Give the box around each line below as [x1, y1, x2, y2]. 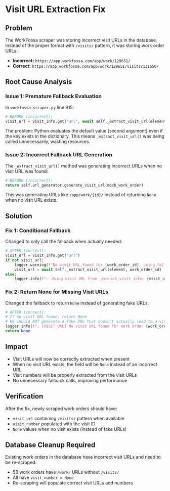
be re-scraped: [5, 459, 37, 466]
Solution [5, 211, 32, 220]
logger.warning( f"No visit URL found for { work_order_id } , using [14, 262, 155, 267]
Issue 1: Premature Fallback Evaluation [5, 93, 102, 100]
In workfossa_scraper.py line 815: [5, 104, 74, 110]
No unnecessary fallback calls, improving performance [12, 377, 127, 383]
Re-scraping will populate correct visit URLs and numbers [12, 480, 133, 486]
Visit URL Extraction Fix [5, 4, 106, 15]
